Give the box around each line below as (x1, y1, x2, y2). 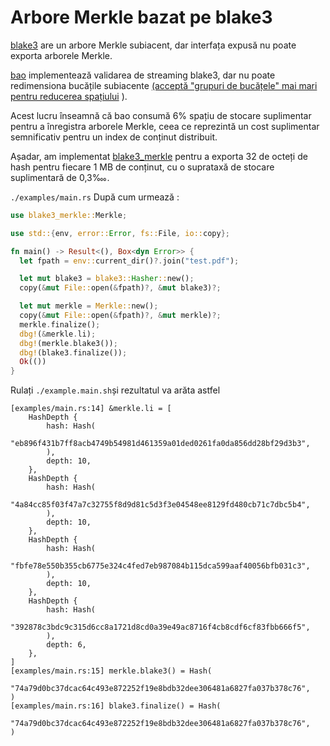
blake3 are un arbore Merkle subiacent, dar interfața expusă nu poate (10, 39, 297, 51)
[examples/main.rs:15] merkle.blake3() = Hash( (10, 666, 213, 676)
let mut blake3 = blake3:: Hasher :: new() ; (19, 274, 195, 284)
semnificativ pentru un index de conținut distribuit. (10, 131, 218, 143)
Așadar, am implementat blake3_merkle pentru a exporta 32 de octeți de (10, 150, 308, 162)
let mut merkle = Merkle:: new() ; (19, 301, 159, 311)
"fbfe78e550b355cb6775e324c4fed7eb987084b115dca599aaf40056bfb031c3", (10, 561, 311, 571)
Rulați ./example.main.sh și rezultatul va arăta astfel (10, 384, 221, 396)
